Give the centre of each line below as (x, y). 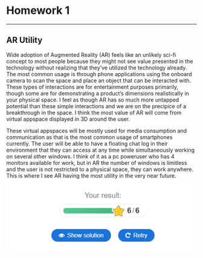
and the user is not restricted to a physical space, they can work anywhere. (100, 169)
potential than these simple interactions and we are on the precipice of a (96, 106)
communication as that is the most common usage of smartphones (90, 137)
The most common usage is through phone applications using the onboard (99, 74)
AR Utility (24, 40)
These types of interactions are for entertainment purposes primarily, (92, 87)
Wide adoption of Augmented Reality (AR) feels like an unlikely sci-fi (91, 54)
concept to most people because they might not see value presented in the (100, 61)
